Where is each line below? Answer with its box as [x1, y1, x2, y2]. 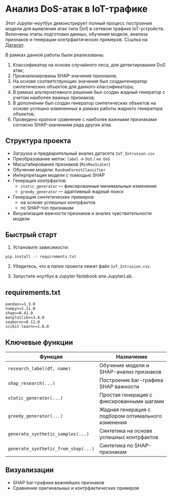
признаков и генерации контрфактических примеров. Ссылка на [5, 36, 147, 43]
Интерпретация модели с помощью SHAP [12, 172, 105, 178]
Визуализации [5, 466, 54, 474]
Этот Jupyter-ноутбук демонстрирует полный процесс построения [5, 20, 153, 26]
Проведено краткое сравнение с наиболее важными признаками [12, 116, 157, 122]
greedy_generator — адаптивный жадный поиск [20, 188, 124, 194]
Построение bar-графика [99, 376, 164, 384]
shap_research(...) [8, 381, 55, 386]
